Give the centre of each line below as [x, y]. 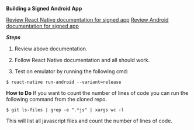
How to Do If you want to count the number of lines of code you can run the [97, 93]
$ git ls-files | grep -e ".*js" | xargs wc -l [65, 110]
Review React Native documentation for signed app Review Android [87, 20]
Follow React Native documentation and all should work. [82, 60]
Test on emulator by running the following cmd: [71, 71]
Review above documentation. [51, 49]
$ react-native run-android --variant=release [64, 82]
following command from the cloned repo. [56, 99]
